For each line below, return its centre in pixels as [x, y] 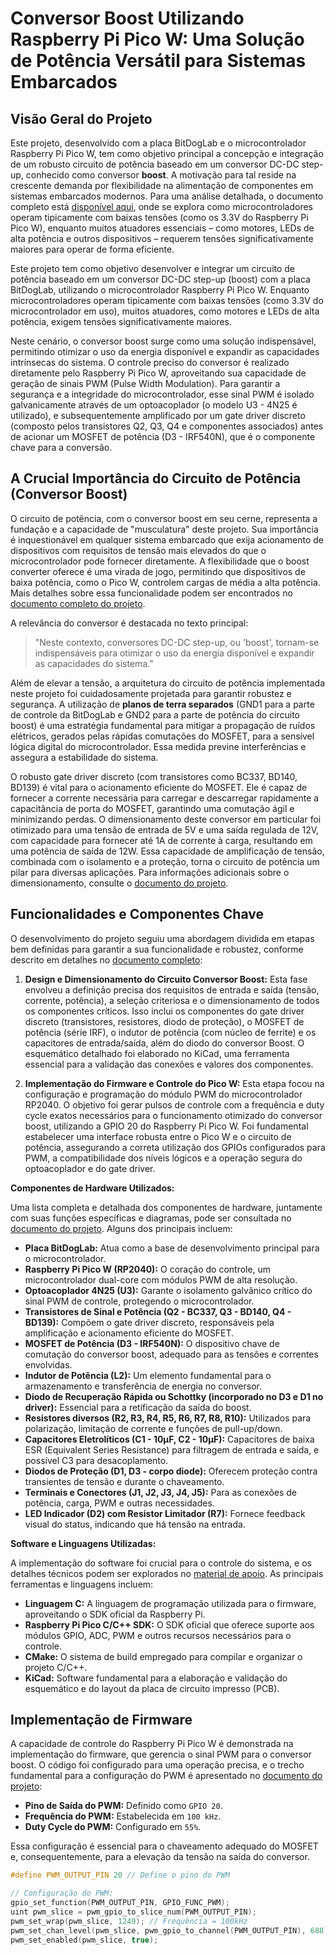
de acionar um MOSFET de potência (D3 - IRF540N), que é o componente [163, 436]
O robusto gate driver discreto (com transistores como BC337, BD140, [154, 776]
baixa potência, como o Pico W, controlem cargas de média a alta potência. [165, 582]
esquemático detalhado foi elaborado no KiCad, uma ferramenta [157, 1053]
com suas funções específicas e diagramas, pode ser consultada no [151, 1218]
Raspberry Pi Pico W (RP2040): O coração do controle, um [148, 1269]
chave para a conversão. [61, 447]
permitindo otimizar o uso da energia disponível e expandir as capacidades [165, 351]
